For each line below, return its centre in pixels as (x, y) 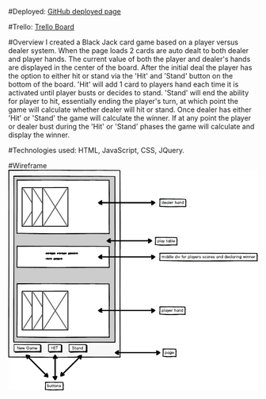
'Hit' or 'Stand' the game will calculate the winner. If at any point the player (130, 118)
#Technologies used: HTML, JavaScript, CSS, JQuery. (96, 150)
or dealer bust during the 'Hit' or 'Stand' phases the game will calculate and (131, 127)
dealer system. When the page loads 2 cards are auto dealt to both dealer (129, 50)
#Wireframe (28, 165)
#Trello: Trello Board (42, 27)
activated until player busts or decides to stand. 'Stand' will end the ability (129, 93)
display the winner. (39, 135)
